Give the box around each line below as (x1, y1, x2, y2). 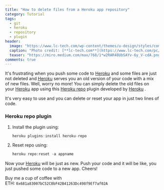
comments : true (5, 57, 36, 62)
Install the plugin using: (12, 124, 59, 130)
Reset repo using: (12, 142, 48, 148)
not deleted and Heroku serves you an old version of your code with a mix (5, 76, 154, 82)
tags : (5, 16, 16, 21)
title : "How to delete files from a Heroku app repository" (5, 7, 130, 12)
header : (5, 39, 21, 44)
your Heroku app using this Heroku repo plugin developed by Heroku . (5, 86, 146, 92)
